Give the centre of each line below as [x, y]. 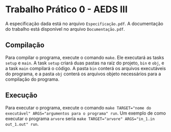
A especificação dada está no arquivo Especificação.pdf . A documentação [84, 24]
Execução [21, 95]
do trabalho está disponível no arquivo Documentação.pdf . [65, 29]
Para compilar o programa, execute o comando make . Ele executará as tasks [85, 57]
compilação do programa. [32, 79]
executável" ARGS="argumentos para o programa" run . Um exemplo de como [86, 113]
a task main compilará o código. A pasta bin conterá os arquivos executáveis [86, 68]
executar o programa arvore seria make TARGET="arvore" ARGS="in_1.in [80, 118]
